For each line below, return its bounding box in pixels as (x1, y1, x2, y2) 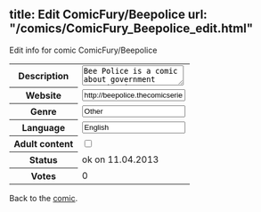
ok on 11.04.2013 (81, 153, 159, 166)
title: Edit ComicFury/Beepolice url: (9, 7, 208, 22)
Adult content (13, 138, 74, 151)
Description (18, 69, 69, 82)
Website (25, 89, 62, 102)
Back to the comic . (9, 193, 78, 204)
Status (29, 154, 58, 167)
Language (21, 122, 65, 135)
